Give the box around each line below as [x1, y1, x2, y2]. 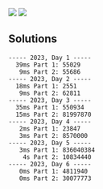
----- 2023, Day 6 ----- [8, 160, 92, 168]
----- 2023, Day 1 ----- [8, 54, 92, 62]
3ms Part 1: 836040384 [19, 146, 95, 154]
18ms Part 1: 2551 [15, 82, 78, 90]
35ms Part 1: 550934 [15, 103, 84, 111]
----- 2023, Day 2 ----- [8, 75, 92, 83]
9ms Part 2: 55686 [19, 67, 81, 76]
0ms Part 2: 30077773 [19, 174, 92, 183]
